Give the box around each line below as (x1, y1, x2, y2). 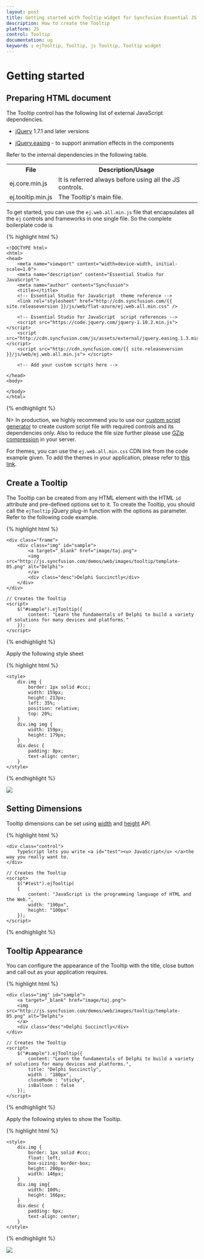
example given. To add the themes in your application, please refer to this (6, 454, 190, 461)
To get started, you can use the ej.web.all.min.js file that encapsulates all (6, 208, 194, 216)
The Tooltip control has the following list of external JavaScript (6, 109, 163, 116)
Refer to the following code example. (6, 513, 98, 520)
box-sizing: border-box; (28, 1161, 91, 1167)
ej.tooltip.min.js (9, 193, 53, 201)
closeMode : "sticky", (28, 1077, 86, 1083)
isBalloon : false (28, 1083, 75, 1089)
